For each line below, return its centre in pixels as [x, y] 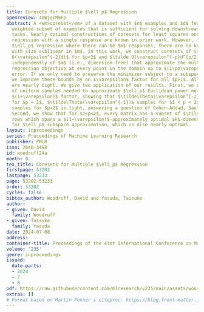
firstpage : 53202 [28, 170]
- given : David [25, 209]
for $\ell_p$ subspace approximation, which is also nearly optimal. [101, 125]
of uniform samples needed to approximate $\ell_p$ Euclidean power [100, 91]
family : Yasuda [31, 226]
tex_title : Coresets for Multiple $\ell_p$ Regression [77, 164]
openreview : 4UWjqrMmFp [36, 18]
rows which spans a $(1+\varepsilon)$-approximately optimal [91, 119]
